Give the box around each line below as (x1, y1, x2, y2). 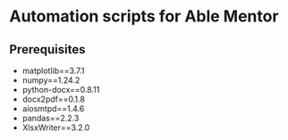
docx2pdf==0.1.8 (21, 94, 85, 104)
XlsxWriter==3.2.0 (21, 122, 90, 133)
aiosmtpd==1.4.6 (21, 103, 85, 113)
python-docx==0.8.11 (21, 85, 100, 95)
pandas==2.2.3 (21, 113, 80, 123)
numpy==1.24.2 (21, 75, 80, 86)
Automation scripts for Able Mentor (9, 6, 279, 27)
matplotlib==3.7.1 (21, 65, 85, 76)
